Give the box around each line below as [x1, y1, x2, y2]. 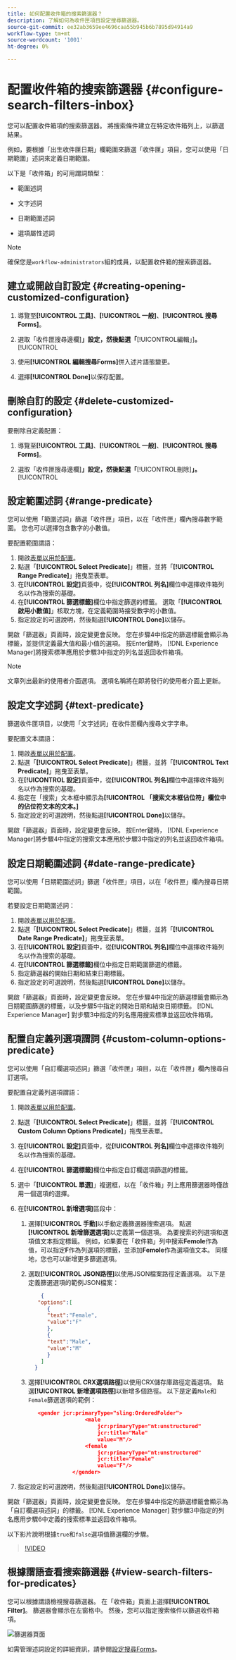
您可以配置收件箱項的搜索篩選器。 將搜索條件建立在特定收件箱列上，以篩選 [7, 121, 225, 130]
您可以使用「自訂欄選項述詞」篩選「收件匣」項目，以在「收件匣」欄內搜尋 [7, 1064, 223, 1072]
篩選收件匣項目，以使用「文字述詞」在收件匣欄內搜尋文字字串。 [7, 720, 192, 728]
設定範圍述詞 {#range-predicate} [7, 495, 153, 507]
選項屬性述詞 [17, 228, 55, 237]
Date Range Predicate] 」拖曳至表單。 [17, 934, 128, 942]
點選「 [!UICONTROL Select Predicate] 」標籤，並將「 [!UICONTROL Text [17, 758, 229, 767]
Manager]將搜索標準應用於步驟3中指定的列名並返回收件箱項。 [7, 648, 188, 656]
